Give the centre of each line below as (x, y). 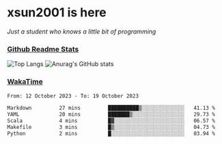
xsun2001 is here (57, 13)
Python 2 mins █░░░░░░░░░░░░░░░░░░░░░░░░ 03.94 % (111, 133)
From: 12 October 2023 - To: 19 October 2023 (73, 96)
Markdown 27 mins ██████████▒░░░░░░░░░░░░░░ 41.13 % (111, 108)
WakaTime (25, 82)
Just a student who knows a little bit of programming (82, 31)
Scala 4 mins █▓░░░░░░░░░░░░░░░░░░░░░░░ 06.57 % (111, 121)
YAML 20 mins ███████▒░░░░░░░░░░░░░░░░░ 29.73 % (111, 115)
